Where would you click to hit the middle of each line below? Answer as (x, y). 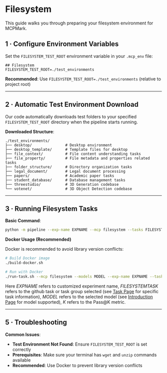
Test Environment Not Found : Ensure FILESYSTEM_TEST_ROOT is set (80, 344)
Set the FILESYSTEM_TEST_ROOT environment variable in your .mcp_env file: (79, 56)
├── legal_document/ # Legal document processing (65, 171)
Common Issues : (23, 334)
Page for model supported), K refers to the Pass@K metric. (65, 302)
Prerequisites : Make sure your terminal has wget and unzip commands (84, 355)
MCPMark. (16, 28)
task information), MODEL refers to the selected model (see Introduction (79, 297)
